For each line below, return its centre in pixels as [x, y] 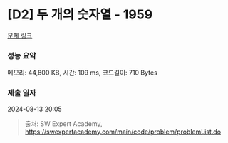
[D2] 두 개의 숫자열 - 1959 [80, 15]
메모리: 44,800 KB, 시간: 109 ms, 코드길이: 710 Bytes [83, 73]
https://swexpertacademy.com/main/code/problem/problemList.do [123, 132]
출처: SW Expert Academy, [63, 123]
